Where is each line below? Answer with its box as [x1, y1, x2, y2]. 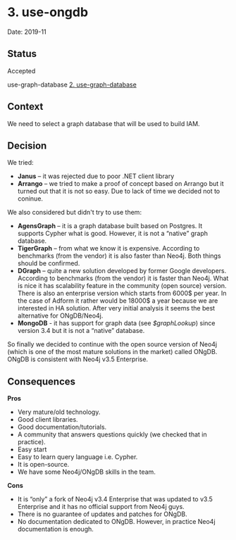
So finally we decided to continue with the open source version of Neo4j [7, 340, 218, 349]
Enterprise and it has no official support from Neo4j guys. [17, 503, 185, 511]
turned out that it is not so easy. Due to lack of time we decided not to [17, 187, 221, 196]
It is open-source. [17, 460, 70, 469]
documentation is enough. [17, 525, 94, 534]
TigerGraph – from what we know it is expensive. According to [17, 244, 200, 253]
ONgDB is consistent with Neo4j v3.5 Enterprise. [7, 355, 149, 363]
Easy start [17, 445, 47, 454]
